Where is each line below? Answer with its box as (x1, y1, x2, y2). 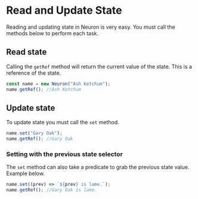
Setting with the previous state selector (6, 150, 123, 158)
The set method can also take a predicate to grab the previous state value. (6, 164, 190, 171)
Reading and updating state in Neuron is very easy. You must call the (6, 23, 175, 30)
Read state (6, 47, 47, 57)
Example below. (6, 170, 45, 177)
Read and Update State (6, 4, 122, 17)
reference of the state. (6, 69, 61, 76)
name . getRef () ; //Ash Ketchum (6, 86, 82, 93)
